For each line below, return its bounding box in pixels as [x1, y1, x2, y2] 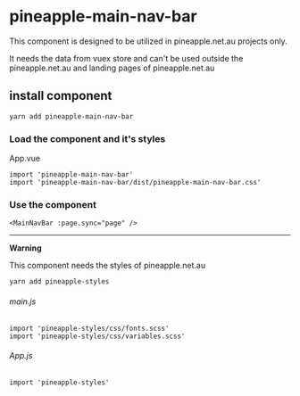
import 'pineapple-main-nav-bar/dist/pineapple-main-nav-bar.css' [9, 178, 262, 187]
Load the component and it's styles [9, 132, 166, 144]
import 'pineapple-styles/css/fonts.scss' [9, 324, 170, 333]
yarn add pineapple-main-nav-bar [9, 111, 134, 121]
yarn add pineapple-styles [9, 277, 110, 286]
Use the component [9, 198, 96, 210]
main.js [9, 296, 37, 307]
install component [9, 88, 112, 103]
